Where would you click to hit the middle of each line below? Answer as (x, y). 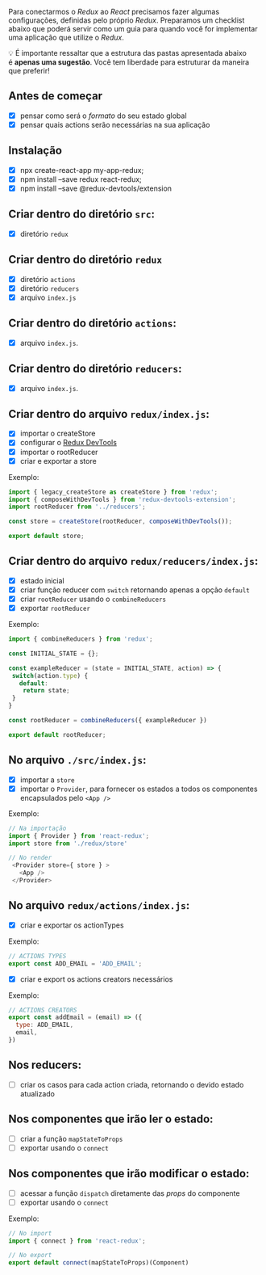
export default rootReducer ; (57, 734)
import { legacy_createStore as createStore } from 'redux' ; (113, 492)
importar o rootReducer (59, 452)
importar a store (47, 780)
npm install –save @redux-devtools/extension (96, 188)
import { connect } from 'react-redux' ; (77, 1241)
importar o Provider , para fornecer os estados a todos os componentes (139, 789)
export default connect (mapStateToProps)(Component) (99, 1263)
